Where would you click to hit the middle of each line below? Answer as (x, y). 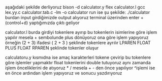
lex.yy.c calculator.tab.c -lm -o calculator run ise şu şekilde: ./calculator (78, 12)
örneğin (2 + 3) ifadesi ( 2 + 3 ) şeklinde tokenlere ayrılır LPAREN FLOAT (78, 43)
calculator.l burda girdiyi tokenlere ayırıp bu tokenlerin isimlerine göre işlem (81, 32)
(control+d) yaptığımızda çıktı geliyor (42, 23)
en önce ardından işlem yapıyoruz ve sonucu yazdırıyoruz (64, 73)
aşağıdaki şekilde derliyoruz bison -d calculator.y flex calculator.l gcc (75, 7)
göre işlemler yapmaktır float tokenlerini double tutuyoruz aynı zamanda (78, 63)
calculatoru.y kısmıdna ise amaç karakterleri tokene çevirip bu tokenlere (78, 57)
